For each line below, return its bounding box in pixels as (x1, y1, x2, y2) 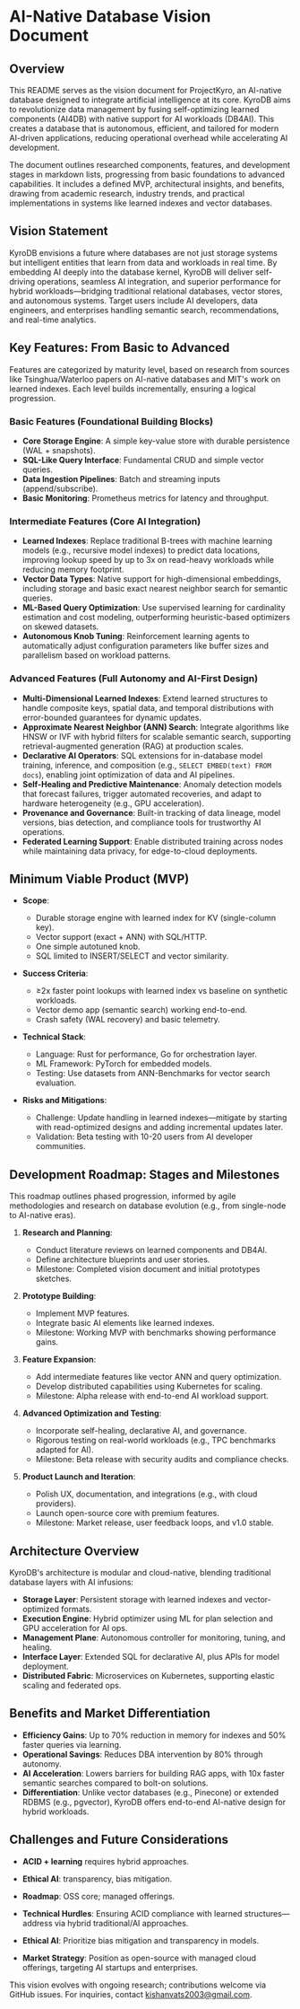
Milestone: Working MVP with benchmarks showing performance (35, 1327, 277, 1338)
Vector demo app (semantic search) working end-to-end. (35, 1004, 248, 1015)
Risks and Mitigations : (21, 1095, 107, 1106)
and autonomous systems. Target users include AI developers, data (9, 294, 258, 306)
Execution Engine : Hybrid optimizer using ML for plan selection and (21, 1613, 273, 1624)
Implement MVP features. (35, 1308, 130, 1319)
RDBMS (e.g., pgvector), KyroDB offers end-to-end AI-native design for (21, 1796, 287, 1807)
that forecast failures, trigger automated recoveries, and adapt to (21, 788, 262, 799)
